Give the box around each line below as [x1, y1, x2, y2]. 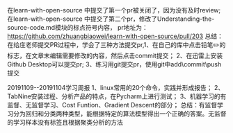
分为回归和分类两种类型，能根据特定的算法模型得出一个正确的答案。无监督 [13, 109, 227, 118]
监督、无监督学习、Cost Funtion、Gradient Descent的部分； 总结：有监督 [7, 101, 218, 109]
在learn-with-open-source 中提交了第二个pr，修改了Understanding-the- [7, 15, 215, 23]
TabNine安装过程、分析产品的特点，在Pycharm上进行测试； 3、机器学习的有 [7, 92, 227, 100]
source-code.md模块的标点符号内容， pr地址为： [7, 24, 148, 31]
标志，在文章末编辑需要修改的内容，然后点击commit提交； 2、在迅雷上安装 [7, 51, 223, 60]
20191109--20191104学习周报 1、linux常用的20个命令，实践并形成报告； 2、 [7, 84, 225, 91]
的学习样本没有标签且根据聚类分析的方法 [7, 118, 123, 126]
